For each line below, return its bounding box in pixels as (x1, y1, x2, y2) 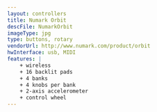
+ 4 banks (19, 74, 49, 82)
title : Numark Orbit (7, 17, 67, 24)
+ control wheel (19, 95, 67, 102)
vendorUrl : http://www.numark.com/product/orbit (7, 42, 151, 49)
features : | (7, 56, 42, 63)
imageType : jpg (7, 29, 51, 37)
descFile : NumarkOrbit (7, 23, 73, 30)
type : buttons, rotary (7, 36, 73, 43)
